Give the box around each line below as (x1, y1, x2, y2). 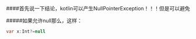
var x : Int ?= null (6, 29, 46, 34)
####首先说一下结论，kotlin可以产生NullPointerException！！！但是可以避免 (6, 5, 190, 11)
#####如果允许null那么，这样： (6, 17, 82, 24)
